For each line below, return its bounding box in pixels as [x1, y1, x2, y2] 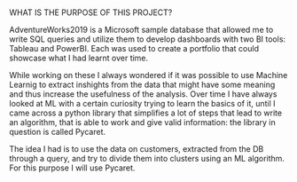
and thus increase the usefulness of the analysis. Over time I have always [9, 89, 277, 99]
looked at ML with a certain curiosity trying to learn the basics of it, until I [9, 99, 277, 109]
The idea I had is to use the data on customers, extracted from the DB [9, 144, 264, 154]
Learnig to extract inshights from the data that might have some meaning [9, 79, 276, 91]
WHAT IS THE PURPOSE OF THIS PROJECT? [9, 7, 173, 18]
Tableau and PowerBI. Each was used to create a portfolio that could [9, 44, 260, 54]
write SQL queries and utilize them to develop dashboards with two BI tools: [9, 34, 286, 44]
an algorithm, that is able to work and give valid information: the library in [9, 117, 277, 128]
